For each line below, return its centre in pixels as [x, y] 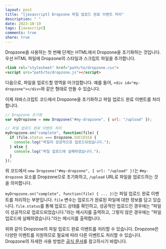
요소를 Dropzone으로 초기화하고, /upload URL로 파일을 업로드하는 [88, 177]
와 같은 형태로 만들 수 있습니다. [70, 89]
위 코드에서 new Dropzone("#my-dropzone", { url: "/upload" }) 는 [72, 171]
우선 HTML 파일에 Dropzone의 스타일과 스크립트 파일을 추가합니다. [70, 58]
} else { [19, 147]
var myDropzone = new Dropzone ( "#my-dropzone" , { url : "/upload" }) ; [79, 120]
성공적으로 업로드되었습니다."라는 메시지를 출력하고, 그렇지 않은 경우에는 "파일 [86, 212]
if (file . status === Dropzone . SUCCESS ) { [53, 138]
